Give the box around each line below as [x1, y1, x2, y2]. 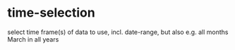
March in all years [7, 35, 59, 43]
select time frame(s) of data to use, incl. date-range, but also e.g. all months [7, 28, 229, 36]
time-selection [7, 5, 95, 21]
